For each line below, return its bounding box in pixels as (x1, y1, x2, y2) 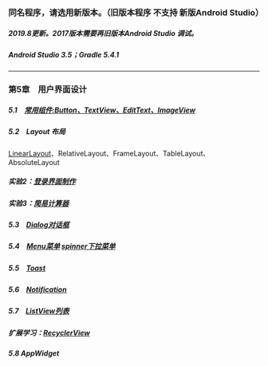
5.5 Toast (8, 263, 46, 273)
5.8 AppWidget (8, 348, 60, 358)
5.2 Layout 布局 (8, 127, 66, 136)
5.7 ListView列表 (8, 306, 69, 316)
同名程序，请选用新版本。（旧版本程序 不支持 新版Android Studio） (8, 6, 264, 18)
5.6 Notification (8, 285, 67, 294)
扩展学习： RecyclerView (8, 328, 90, 337)
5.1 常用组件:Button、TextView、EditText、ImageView (8, 105, 196, 115)
